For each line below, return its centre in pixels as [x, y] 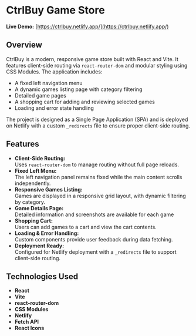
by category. [30, 202]
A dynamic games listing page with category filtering [78, 89]
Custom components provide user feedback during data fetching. [94, 239]
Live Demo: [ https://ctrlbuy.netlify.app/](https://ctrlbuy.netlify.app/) [87, 26]
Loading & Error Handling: [47, 233]
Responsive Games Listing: [49, 189]
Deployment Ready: [39, 246]
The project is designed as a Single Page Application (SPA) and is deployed [97, 119]
